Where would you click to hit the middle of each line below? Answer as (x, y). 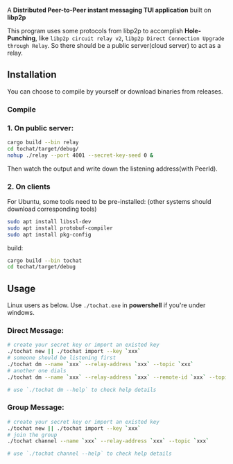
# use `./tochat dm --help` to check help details (82, 390)
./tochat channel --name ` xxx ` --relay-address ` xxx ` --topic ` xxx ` (108, 441)
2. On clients (29, 187)
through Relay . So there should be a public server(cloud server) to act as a (114, 45)
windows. (21, 313)
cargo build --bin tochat (44, 260)
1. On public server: (41, 128)
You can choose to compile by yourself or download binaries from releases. (115, 91)
